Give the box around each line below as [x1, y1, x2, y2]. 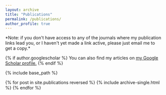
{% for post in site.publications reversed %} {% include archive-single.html [5, 80, 160, 86]
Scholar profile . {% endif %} [5, 60, 63, 66]
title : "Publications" [5, 12, 52, 17]
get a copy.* [5, 45, 31, 51]
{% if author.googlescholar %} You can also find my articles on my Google [5, 55, 158, 61]
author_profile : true [5, 21, 50, 26]
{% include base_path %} [5, 70, 58, 76]
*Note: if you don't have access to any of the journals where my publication [5, 35, 161, 41]
